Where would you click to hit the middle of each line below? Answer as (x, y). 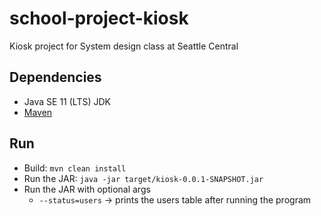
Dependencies (55, 77)
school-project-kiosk (99, 18)
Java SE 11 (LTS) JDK (67, 101)
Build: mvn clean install (75, 168)
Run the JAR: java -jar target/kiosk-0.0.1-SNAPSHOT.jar (143, 178)
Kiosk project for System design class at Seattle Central (124, 46)
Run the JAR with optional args (87, 189)
